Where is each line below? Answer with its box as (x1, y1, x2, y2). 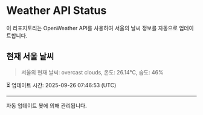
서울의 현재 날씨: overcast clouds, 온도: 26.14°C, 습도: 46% (21, 68, 164, 76)
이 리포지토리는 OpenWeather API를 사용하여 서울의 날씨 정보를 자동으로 (6, 24, 178, 31)
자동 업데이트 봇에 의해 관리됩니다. (6, 102, 87, 109)
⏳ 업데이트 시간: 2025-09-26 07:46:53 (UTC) (6, 81, 117, 88)
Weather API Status (6, 4, 107, 18)
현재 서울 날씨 (6, 51, 54, 62)
